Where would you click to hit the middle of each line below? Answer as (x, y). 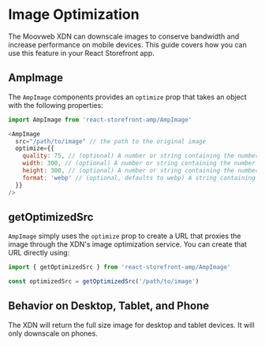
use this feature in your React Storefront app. (82, 53)
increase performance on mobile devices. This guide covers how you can (127, 44)
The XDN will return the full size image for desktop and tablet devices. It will (131, 325)
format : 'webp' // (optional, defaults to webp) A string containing (139, 178)
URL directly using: (39, 253)
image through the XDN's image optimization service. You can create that (127, 244)
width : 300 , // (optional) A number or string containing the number (139, 163)
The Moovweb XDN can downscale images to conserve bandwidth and (124, 36)
